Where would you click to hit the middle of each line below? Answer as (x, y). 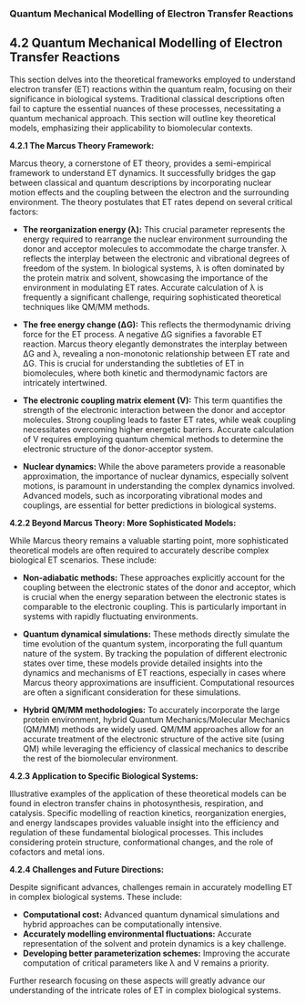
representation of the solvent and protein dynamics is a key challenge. (154, 943)
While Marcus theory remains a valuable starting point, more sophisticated (149, 540)
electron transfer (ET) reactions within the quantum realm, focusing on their (151, 88)
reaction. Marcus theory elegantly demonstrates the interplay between (155, 344)
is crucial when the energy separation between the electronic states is (154, 596)
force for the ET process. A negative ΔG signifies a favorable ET (142, 334)
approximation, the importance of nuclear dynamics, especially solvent (156, 476)
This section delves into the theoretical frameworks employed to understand (152, 79)
